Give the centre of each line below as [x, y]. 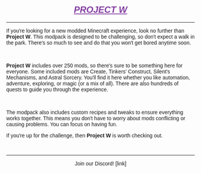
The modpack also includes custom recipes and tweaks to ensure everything [95, 112]
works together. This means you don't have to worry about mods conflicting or [96, 118]
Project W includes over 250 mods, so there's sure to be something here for [95, 65]
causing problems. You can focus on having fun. [62, 124]
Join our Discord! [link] [100, 163]
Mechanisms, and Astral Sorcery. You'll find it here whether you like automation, [98, 77]
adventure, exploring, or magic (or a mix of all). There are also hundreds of [92, 83]
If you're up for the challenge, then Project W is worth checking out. [85, 135]
